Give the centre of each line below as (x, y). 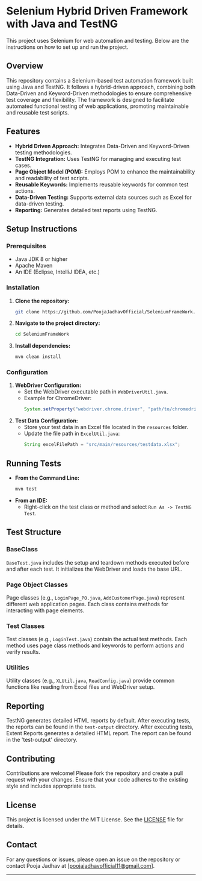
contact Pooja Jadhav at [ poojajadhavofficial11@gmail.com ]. (81, 865)
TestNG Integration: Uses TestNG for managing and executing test (98, 158)
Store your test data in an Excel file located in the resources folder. (106, 427)
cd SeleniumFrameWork (42, 334)
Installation (23, 287)
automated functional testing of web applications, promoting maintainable (98, 106)
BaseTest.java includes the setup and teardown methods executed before (98, 562)
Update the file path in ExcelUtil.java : (72, 434)
